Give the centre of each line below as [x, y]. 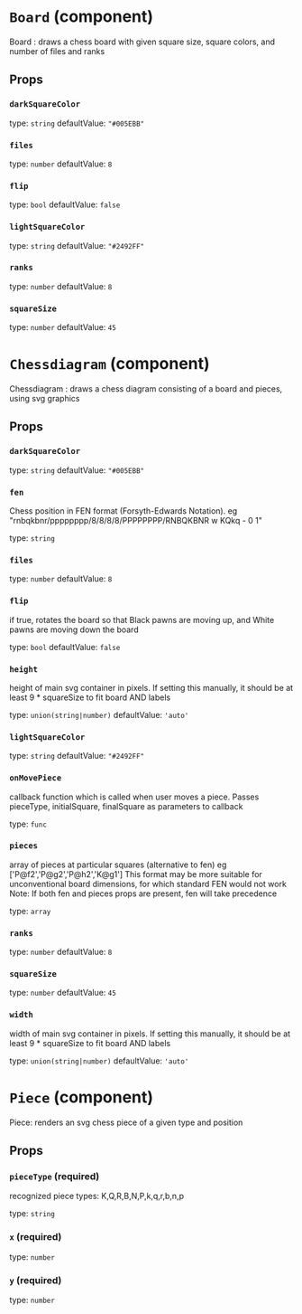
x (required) [36, 1237]
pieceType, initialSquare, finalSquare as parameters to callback [126, 806]
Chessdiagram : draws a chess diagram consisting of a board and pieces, [146, 389]
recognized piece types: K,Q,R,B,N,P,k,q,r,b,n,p [97, 1196]
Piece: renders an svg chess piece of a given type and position [126, 1122]
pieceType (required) [55, 1176]
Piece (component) [82, 1097]
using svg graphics [45, 399]
